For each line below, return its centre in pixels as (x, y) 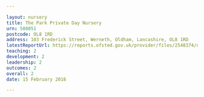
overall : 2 (20, 73)
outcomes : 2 (21, 68)
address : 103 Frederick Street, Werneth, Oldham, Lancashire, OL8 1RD (97, 40)
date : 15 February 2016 (36, 79)
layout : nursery (27, 17)
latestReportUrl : (28, 45)
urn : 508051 (21, 28)
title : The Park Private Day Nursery (54, 23)
